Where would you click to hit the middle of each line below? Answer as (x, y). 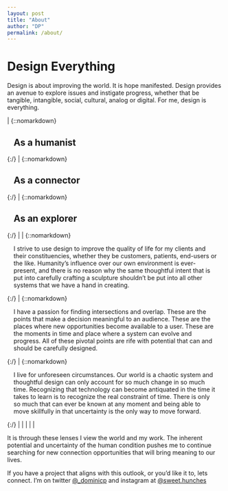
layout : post (26, 13)
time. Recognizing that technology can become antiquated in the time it (114, 389)
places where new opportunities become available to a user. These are (114, 326)
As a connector (47, 180)
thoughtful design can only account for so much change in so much (109, 382)
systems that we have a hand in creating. (71, 285)
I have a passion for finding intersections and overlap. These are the (110, 311)
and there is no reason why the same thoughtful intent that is (125, 270)
